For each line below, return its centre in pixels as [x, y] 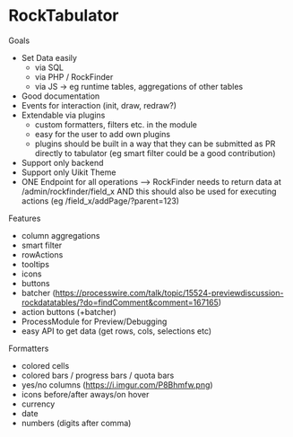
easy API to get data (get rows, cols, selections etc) [116, 331]
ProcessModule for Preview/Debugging [94, 321]
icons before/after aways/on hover [85, 394]
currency [38, 404]
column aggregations [60, 235]
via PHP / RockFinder [74, 76]
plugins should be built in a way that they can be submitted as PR [155, 144]
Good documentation [60, 96]
